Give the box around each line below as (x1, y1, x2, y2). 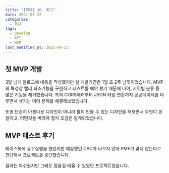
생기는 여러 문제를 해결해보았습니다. (18, 98, 89, 104)
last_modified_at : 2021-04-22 (5, 45, 69, 50)
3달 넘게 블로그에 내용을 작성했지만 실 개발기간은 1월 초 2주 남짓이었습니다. (5, 79, 152, 85)
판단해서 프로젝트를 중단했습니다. (5, 152, 71, 158)
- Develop (10, 31, 30, 36)
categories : (5, 17, 30, 22)
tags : (5, 26, 17, 31)
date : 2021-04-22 (5, 12, 42, 17)
